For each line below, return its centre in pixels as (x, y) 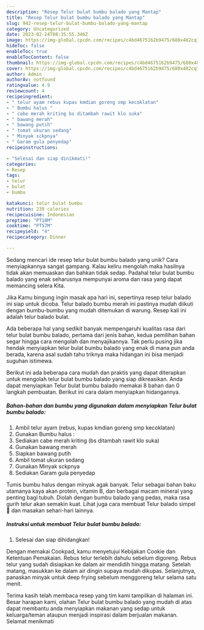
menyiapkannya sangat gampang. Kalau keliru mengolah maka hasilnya (96, 266)
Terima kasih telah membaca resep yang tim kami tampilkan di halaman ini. (100, 595)
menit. (14, 583)
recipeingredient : (29, 97)
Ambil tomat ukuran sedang (49, 460)
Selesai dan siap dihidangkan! (52, 539)
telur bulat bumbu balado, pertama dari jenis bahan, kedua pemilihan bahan (101, 335)
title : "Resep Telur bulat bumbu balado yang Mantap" (76, 18)
